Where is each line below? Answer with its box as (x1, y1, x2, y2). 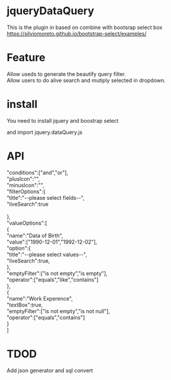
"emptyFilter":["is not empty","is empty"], (7, 270, 108, 277)
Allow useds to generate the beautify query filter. (7, 70, 126, 78)
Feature (7, 51, 46, 65)
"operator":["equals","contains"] (7, 314, 85, 321)
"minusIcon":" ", (7, 181, 45, 189)
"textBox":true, (7, 301, 43, 308)
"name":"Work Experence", (7, 295, 73, 302)
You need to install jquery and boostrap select (7, 117, 119, 124)
